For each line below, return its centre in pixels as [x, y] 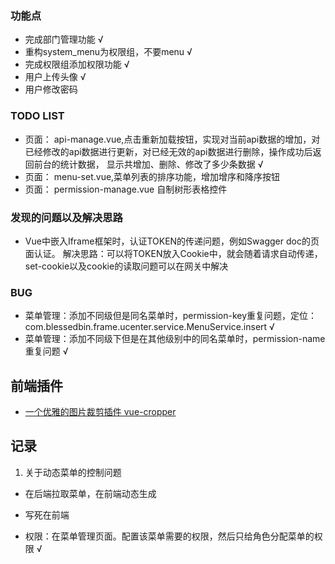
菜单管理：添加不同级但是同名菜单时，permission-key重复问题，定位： [171, 316]
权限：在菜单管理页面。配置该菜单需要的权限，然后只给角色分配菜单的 [169, 536]
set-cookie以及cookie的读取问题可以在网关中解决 [126, 266]
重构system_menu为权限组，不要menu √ [108, 52]
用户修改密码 [51, 89]
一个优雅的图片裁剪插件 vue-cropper [100, 411]
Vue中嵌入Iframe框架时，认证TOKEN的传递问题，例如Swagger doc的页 [172, 241]
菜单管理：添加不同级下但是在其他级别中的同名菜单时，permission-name [175, 339]
